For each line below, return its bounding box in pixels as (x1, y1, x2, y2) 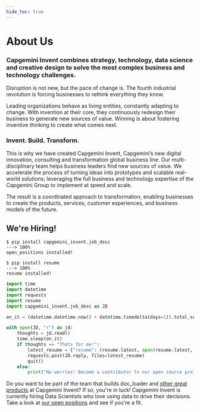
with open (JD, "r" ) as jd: (6, 325, 73, 331)
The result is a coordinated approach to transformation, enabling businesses (6, 193, 193, 200)
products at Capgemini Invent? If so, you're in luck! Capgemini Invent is (6, 386, 181, 393)
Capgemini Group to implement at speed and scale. (6, 182, 132, 189)
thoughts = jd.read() (17, 330, 70, 337)
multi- (171, 156, 186, 163)
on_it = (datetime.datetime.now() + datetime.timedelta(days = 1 (6, 314, 167, 320)
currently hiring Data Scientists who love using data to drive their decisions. (6, 393, 192, 400)
